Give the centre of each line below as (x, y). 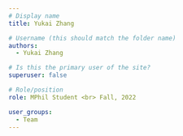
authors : (23, 45)
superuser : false (38, 75)
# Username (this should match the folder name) (92, 38)
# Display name (34, 16)
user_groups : (30, 112)
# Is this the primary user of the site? (80, 68)
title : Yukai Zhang (41, 23)
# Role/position (36, 90)
